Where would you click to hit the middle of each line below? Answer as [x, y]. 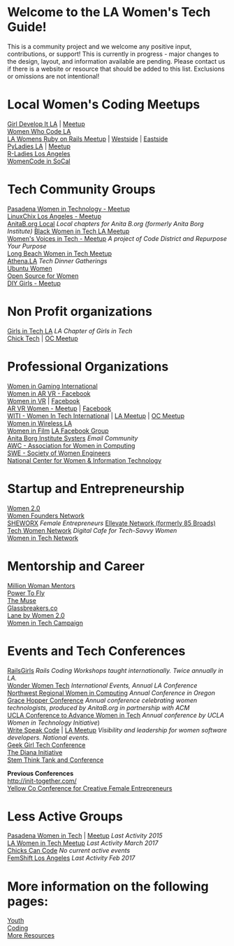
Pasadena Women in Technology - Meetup [69, 209]
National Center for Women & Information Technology [85, 460]
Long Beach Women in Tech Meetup [60, 253]
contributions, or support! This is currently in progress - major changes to [113, 54]
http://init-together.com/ [42, 781]
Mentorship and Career [76, 566]
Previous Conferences [41, 773]
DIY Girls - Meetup [34, 283]
